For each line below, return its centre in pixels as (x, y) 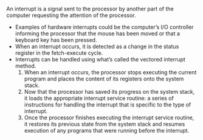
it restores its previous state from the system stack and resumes (105, 124)
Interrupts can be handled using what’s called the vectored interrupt (100, 59)
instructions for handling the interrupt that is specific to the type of (108, 105)
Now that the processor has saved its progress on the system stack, (109, 92)
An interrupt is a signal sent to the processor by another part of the (90, 9)
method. (26, 66)
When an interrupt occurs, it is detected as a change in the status (97, 46)
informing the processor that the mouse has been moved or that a (98, 33)
